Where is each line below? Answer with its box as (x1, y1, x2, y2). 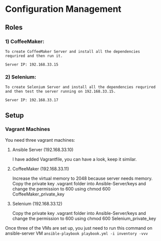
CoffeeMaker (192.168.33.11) (12, 165, 69, 171)
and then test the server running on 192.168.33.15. (5, 89, 116, 94)
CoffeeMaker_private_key (12, 191, 65, 197)
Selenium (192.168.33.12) (12, 201, 63, 206)
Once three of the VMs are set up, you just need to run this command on (5, 225, 153, 231)
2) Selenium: (5, 73, 37, 80)
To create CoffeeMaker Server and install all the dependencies (5, 49, 140, 54)
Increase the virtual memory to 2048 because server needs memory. (12, 175, 153, 181)
